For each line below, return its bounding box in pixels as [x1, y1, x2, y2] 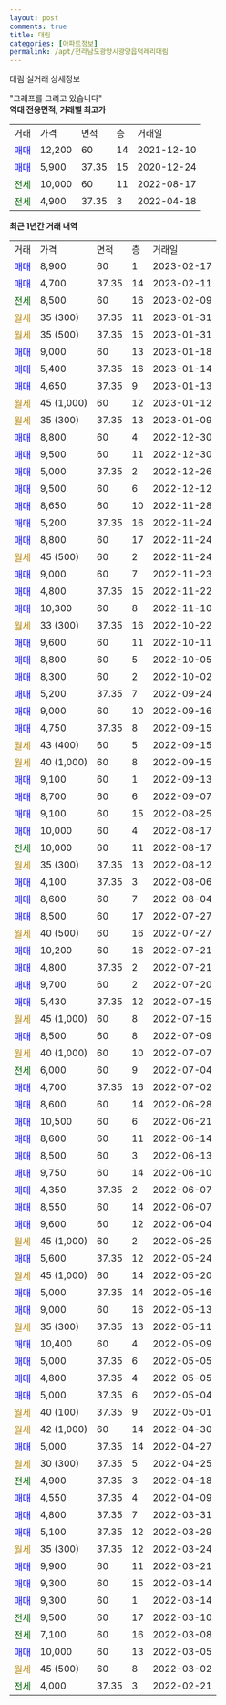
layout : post [9, 13, 59, 23]
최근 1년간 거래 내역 [9, 221, 78, 232]
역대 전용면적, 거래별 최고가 [9, 104, 107, 115]
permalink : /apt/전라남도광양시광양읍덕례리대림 [9, 47, 169, 57]
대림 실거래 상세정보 [9, 74, 80, 85]
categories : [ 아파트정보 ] [9, 38, 98, 48]
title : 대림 [9, 30, 52, 39]
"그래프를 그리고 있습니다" [9, 93, 103, 104]
